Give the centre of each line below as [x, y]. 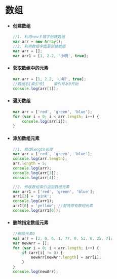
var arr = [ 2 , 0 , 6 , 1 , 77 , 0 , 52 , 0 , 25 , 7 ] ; [63, 238]
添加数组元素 [26, 138]
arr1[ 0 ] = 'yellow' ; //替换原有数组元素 [53, 206]
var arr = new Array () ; [38, 42]
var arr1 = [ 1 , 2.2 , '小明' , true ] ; [50, 56]
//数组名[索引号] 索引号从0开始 [45, 84]
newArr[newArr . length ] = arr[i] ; [66, 258]
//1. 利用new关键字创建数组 [39, 37]
